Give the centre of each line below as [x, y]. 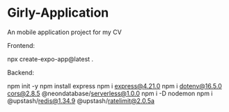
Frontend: [21, 45]
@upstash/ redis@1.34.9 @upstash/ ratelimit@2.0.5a [81, 101]
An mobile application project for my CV [64, 32]
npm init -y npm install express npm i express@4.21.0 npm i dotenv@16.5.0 [114, 86]
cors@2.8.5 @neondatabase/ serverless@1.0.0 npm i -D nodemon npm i [110, 93]
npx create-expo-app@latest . [50, 59]
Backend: [21, 72]
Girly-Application [58, 13]
